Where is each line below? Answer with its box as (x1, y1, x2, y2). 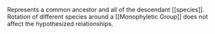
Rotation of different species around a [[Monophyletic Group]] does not (7, 13, 208, 21)
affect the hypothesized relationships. (7, 20, 114, 27)
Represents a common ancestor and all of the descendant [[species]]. (7, 6, 205, 13)
